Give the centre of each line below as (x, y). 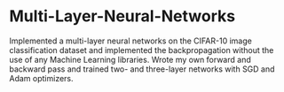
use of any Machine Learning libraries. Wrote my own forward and (130, 59)
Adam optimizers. (41, 78)
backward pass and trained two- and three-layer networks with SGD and (142, 69)
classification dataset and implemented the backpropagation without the (142, 50)
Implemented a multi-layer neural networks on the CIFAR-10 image (131, 41)
